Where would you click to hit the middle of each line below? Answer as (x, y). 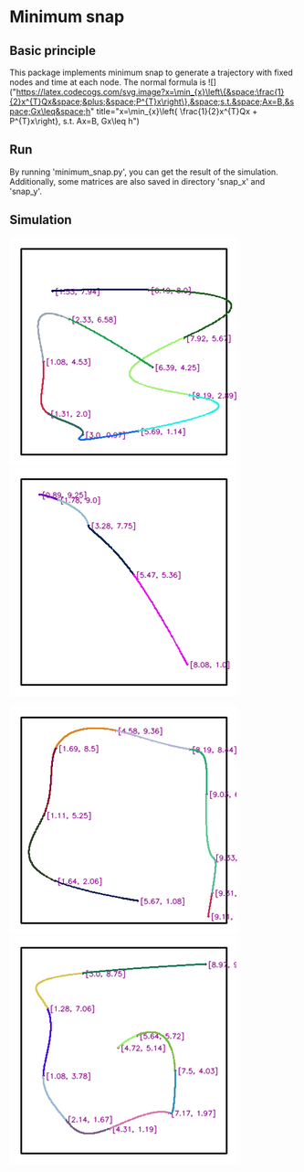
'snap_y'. (26, 191)
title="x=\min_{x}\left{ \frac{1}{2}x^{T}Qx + (177, 111)
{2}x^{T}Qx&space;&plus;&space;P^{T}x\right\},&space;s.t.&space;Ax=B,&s (152, 101)
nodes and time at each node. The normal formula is (108, 82)
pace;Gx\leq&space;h (50, 111)
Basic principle (52, 51)
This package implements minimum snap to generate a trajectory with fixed (152, 72)
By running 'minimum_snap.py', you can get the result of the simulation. (144, 172)
